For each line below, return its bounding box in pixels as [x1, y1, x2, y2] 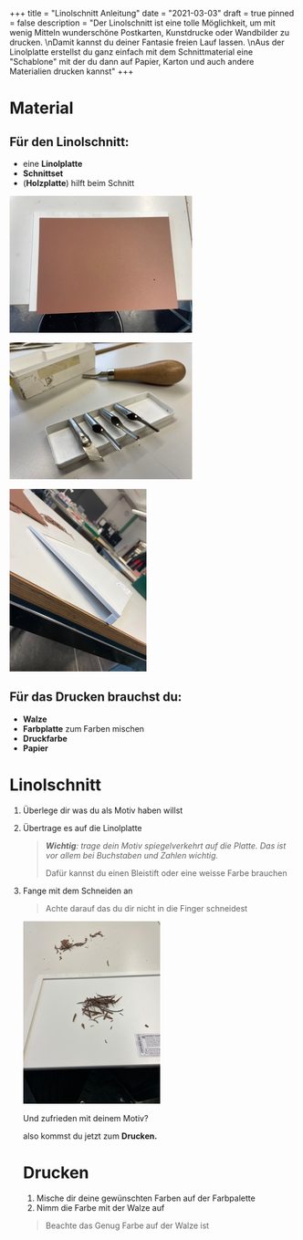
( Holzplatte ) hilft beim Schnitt [22, 178, 135, 188]
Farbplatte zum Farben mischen [22, 723, 144, 734]
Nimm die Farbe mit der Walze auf [36, 1202, 165, 1213]
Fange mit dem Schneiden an [22, 885, 133, 896]
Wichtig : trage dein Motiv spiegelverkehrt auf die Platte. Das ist [45, 839, 287, 851]
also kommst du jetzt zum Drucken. [22, 1131, 158, 1141]
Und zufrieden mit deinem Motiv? [22, 1112, 149, 1123]
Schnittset [22, 168, 64, 179]
